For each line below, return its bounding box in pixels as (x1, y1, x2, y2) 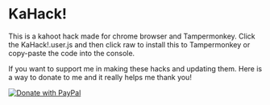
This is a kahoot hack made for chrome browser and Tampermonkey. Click (8, 31, 255, 41)
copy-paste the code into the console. (8, 48, 135, 58)
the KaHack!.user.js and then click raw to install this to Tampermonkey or (8, 39, 251, 49)
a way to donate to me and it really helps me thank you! (8, 72, 192, 82)
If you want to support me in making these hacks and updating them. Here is (8, 63, 263, 73)
